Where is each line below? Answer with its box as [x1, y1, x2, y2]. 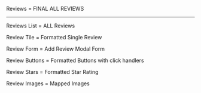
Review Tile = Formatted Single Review [6, 34, 102, 41]
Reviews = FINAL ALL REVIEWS [6, 5, 84, 12]
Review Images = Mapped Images [6, 80, 90, 87]
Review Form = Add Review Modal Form [6, 45, 105, 52]
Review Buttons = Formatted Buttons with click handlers [6, 57, 145, 64]
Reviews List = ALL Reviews [6, 22, 75, 29]
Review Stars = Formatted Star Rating [6, 69, 99, 75]
